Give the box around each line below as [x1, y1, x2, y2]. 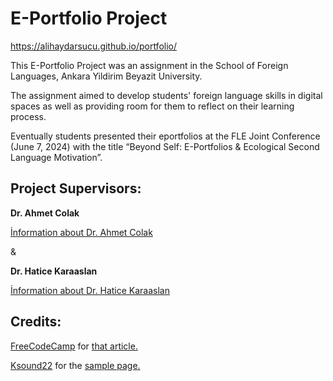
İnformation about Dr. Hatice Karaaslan [10, 284, 170, 296]
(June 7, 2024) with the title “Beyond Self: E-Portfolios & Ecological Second [10, 140, 320, 152]
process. [10, 110, 47, 122]
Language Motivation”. [10, 151, 103, 163]
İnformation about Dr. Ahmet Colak [10, 226, 153, 238]
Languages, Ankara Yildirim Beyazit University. [10, 70, 203, 82]
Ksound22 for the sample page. [10, 359, 141, 371]
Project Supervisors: [10, 180, 142, 197]
